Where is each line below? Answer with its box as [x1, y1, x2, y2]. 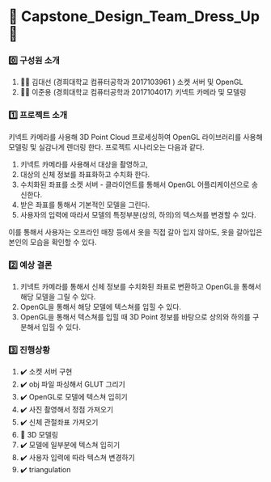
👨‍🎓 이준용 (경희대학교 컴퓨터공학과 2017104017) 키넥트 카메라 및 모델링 [19, 87, 247, 97]
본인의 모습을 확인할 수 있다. [8, 237, 97, 247]
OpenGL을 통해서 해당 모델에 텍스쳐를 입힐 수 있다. [19, 302, 182, 312]
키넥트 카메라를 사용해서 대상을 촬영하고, [19, 159, 148, 169]
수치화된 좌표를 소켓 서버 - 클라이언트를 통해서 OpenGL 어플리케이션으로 [19, 180, 250, 189]
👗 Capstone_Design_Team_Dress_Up [8, 7, 260, 26]
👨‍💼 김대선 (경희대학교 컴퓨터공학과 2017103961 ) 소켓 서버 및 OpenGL [19, 77, 243, 87]
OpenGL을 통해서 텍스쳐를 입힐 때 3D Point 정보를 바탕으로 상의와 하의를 [19, 312, 251, 322]
